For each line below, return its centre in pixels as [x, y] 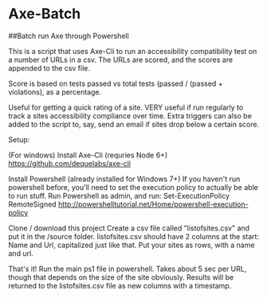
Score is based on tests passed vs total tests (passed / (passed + [116, 83]
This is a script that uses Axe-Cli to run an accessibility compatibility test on [133, 51]
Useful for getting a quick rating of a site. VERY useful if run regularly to [126, 107]
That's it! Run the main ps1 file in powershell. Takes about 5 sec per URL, [128, 269]
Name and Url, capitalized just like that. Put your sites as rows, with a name [132, 245]
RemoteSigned [33, 204]
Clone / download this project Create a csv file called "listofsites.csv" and [129, 228]
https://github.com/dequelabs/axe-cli [70, 163]
